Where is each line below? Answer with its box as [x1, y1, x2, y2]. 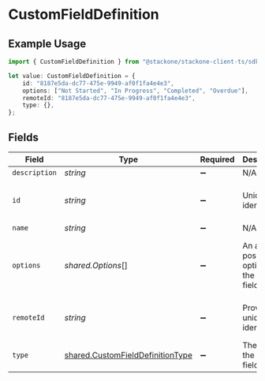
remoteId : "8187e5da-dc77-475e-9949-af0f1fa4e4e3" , [22, 94, 196, 102]
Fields [8, 130, 39, 144]
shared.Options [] [64, 260, 128, 271]
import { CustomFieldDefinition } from [8, 58, 140, 65]
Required [200, 154, 235, 165]
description [12, 168, 58, 177]
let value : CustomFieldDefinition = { [8, 72, 136, 80]
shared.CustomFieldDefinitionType [64, 349, 193, 360]
